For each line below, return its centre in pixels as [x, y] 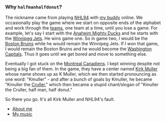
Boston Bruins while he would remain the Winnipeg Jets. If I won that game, [82, 44]
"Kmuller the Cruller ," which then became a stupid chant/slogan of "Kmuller [82, 85]
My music [22, 114]
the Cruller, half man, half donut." [39, 90]
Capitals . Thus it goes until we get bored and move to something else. [76, 54]
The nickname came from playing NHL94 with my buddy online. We [74, 18]
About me [22, 109]
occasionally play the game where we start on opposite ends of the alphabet [83, 23]
